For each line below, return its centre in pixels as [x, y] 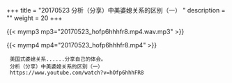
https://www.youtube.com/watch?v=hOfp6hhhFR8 [77, 73]
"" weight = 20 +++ [34, 18]
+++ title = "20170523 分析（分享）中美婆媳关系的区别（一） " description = [116, 10]
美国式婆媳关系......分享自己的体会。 [58, 59]
